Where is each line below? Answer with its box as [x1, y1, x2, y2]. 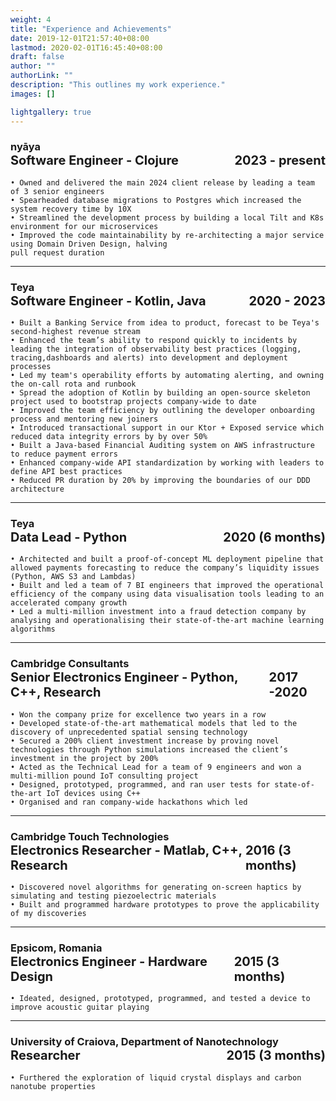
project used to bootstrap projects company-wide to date [10, 397, 257, 407]
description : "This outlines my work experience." [10, 80, 226, 90]
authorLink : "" [10, 71, 74, 81]
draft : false [10, 52, 65, 62]
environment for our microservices [10, 221, 159, 231]
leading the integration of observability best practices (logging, [10, 344, 302, 355]
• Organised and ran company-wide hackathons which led [10, 797, 248, 807]
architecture [10, 484, 65, 495]
